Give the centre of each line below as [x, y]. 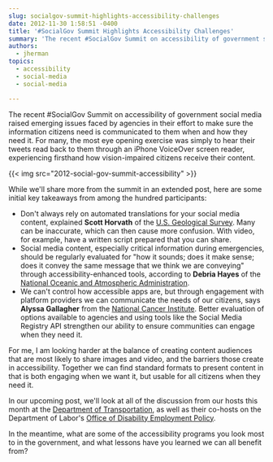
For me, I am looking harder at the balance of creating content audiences [130, 350]
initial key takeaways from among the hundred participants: [108, 198]
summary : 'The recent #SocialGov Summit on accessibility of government [134, 39]
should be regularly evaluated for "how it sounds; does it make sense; [137, 256]
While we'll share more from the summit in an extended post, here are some [135, 189]
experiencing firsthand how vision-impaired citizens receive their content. [132, 157]
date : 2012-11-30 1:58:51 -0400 [63, 24]
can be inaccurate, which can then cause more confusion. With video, [137, 231]
